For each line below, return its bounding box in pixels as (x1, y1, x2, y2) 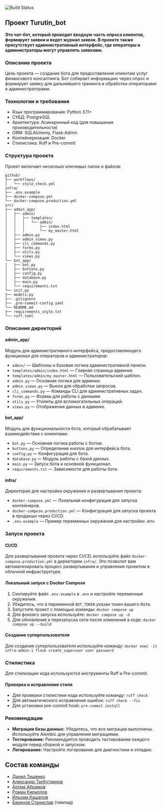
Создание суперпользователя (5, 632, 70, 638)
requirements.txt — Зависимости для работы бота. (12, 466, 118, 472)
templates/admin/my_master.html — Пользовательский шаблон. (12, 373, 142, 378)
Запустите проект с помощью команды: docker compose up (12, 606, 133, 612)
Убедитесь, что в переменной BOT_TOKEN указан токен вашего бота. (12, 601, 151, 607)
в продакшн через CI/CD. (12, 513, 65, 519)
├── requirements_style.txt (5, 309, 62, 314)
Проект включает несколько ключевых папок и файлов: (5, 163, 121, 169)
